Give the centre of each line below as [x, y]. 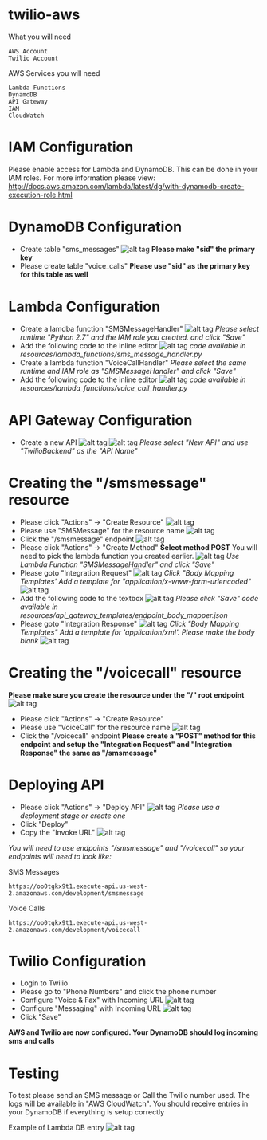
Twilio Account [33, 58]
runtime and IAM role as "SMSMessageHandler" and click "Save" [128, 371]
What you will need [40, 37]
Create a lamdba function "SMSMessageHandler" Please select [139, 328]
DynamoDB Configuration [95, 227]
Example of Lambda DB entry [57, 1128]
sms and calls [31, 1041]
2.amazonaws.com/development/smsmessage [77, 893]
